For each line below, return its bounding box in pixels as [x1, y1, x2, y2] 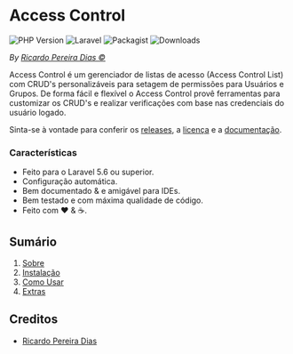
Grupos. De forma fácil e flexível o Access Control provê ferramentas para [9, 88, 281, 99]
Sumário [9, 234, 58, 249]
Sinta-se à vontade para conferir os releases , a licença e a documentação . [9, 124, 282, 134]
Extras [21, 286, 46, 297]
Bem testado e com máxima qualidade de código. [21, 195, 204, 205]
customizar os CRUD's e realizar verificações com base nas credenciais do [9, 97, 285, 108]
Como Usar [21, 277, 64, 287]
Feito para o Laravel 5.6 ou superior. [21, 166, 154, 178]
